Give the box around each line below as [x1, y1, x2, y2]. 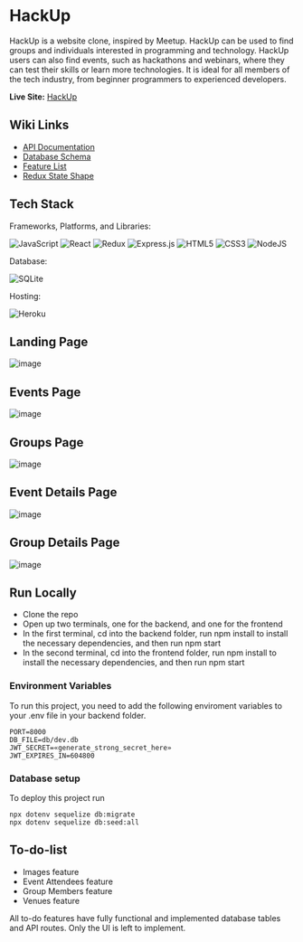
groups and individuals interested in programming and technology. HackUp [9, 44, 289, 55]
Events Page [9, 384, 81, 400]
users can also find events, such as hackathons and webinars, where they [9, 54, 285, 65]
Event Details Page [9, 485, 118, 500]
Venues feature [22, 895, 80, 906]
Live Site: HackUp [9, 91, 78, 102]
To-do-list [9, 843, 68, 858]
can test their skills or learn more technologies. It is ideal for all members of [9, 64, 290, 75]
